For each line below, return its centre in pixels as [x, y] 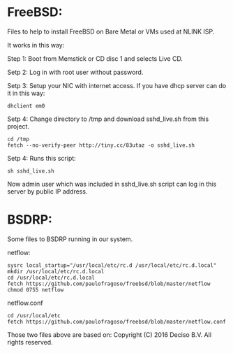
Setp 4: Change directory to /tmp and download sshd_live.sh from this [108, 119]
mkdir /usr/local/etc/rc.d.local [56, 271]
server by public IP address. [47, 191]
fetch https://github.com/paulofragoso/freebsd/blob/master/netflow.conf [117, 322]
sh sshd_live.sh [31, 171]
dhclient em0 [26, 106]
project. [18, 126]
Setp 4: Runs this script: [42, 158]
